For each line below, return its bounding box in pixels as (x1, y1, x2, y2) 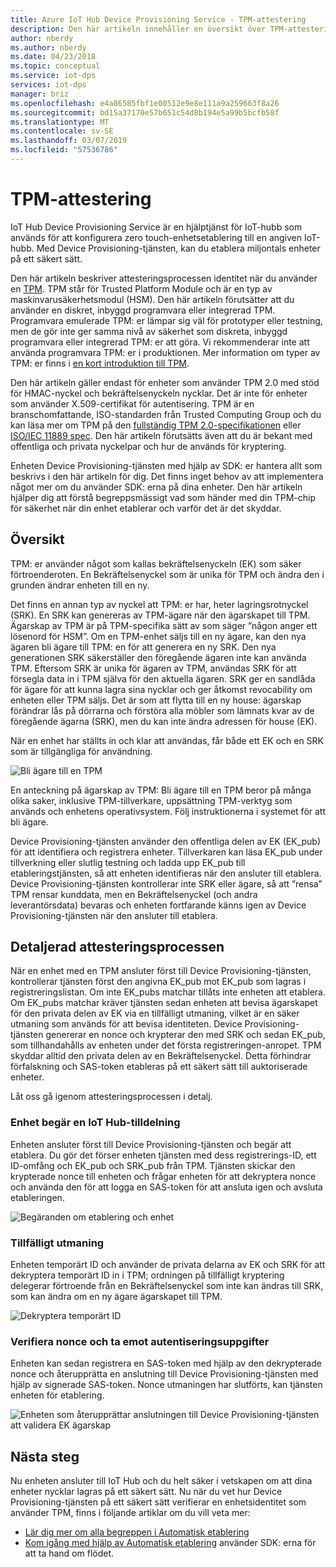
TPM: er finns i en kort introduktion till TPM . (10, 357, 190, 369)
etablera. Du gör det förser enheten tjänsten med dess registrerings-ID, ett (10, 1149, 317, 1161)
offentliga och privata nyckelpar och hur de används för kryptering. (10, 440, 287, 452)
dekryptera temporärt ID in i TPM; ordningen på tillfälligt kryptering (10, 1269, 285, 1281)
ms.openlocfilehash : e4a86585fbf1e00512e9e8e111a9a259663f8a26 (10, 98, 280, 108)
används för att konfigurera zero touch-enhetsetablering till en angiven (10, 231, 303, 243)
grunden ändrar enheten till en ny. (10, 579, 150, 591)
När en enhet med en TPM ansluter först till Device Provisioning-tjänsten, (10, 965, 312, 977)
